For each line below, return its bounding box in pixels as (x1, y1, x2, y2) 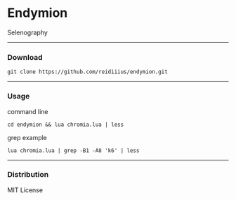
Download (7, 52, 44, 62)
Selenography (7, 28, 48, 37)
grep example (7, 133, 48, 142)
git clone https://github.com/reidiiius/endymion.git (7, 68, 169, 75)
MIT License (7, 185, 44, 194)
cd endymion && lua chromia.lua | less (7, 121, 124, 128)
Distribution (7, 170, 49, 180)
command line (7, 107, 48, 115)
